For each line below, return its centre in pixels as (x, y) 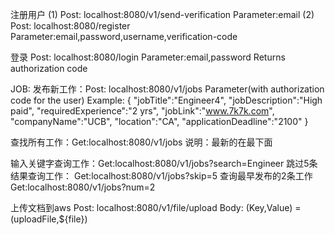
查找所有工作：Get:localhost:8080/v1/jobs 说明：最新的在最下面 (141, 142)
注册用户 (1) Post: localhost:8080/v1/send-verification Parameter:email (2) (162, 14)
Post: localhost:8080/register (70, 26)
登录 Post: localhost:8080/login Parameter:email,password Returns (148, 57)
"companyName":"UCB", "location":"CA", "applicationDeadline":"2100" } (159, 121)
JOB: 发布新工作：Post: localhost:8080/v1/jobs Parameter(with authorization (167, 89)
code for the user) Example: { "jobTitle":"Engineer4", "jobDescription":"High (166, 100)
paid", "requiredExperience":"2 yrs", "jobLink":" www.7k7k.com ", (142, 111)
